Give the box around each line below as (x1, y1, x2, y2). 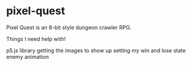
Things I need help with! (6, 35, 66, 42)
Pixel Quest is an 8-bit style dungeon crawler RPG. (6, 24, 132, 31)
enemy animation (6, 53, 49, 60)
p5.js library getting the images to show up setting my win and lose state (6, 46, 186, 54)
